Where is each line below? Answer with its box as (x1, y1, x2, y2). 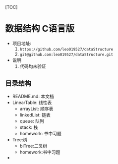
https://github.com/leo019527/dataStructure (19, 47, 114, 52)
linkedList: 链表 (19, 111, 51, 118)
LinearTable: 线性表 (12, 99, 52, 106)
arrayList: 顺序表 (19, 106, 54, 111)
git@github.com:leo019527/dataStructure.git (19, 52, 114, 57)
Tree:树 (12, 136, 28, 143)
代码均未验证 (19, 63, 46, 69)
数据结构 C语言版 (5, 23, 75, 34)
